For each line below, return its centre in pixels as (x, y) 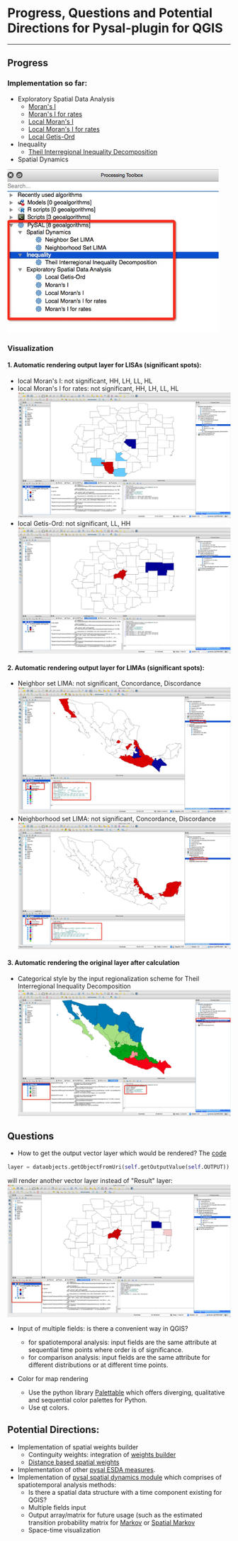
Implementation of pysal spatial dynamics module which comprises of (119, 1477)
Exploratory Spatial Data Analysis (66, 99)
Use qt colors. (49, 1407)
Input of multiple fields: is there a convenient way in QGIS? (103, 1328)
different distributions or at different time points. (98, 1365)
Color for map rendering (53, 1378)
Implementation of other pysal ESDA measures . (86, 1469)
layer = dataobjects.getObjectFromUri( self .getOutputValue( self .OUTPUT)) (119, 1167)
